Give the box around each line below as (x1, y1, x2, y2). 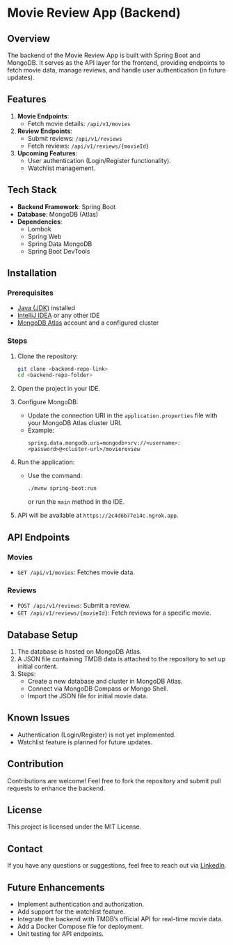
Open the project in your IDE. (17, 385, 101, 393)
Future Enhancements (7, 882, 106, 893)
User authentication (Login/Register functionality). (27, 156, 172, 164)
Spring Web (27, 232, 62, 240)
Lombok (27, 224, 51, 233)
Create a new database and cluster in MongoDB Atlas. (27, 677, 183, 686)
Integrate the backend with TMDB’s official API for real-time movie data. (17, 915, 223, 923)
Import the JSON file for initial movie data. (27, 692, 148, 700)
